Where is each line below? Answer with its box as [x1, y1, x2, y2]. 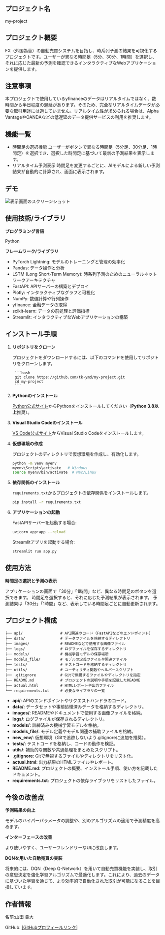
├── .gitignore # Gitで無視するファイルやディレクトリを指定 [5, 673, 141, 677]
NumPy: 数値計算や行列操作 [12, 295, 69, 301]
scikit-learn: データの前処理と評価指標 [12, 308, 90, 314]
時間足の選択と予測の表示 [5, 578, 57, 583]
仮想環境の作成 [12, 440, 43, 447]
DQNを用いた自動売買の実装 [5, 855, 63, 861]
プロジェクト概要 [5, 33, 57, 42]
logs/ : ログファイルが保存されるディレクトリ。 [12, 716, 107, 722]
